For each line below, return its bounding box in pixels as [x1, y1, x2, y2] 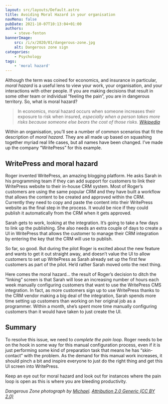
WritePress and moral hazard [5, 159, 98, 168]
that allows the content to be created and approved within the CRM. [5, 194, 145, 200]
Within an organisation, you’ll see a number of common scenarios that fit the [5, 129, 163, 135]
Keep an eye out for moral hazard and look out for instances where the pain [5, 373, 161, 379]
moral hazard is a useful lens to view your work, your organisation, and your [5, 82, 163, 88]
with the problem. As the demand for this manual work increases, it [24, 352, 162, 358]
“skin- [140, 347, 153, 353]
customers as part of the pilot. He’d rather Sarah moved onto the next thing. [5, 261, 161, 267]
